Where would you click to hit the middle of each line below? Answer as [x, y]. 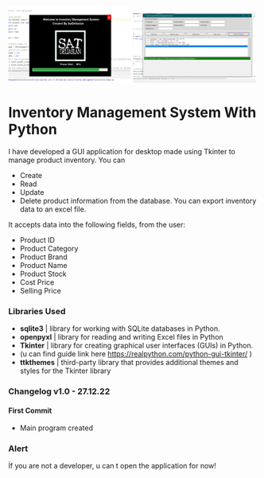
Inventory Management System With [132, 112]
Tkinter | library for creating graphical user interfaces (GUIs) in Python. [136, 345]
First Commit [30, 410]
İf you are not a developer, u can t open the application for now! [113, 466]
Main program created [56, 428]
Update [32, 192]
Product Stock [43, 274]
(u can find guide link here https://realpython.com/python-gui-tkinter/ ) [136, 354]
